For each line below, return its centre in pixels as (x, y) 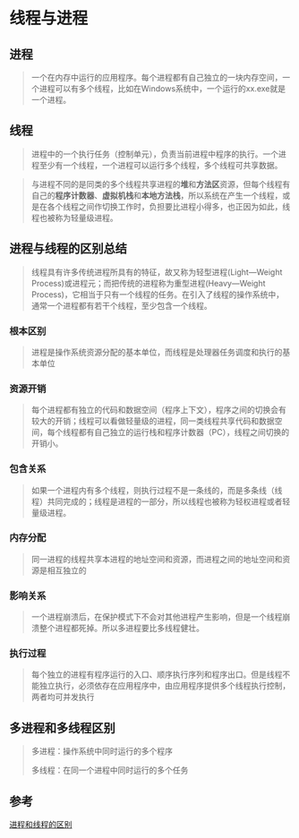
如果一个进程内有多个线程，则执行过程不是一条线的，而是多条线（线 (157, 490)
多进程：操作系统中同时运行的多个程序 (102, 751)
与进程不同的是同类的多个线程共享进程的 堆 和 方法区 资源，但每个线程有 (161, 184)
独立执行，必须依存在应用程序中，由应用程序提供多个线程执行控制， (165, 686)
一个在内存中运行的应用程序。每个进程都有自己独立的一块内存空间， (157, 77)
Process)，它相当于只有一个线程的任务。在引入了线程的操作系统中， (158, 294)
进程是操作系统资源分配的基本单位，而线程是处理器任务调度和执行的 (157, 352)
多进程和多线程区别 (62, 727)
